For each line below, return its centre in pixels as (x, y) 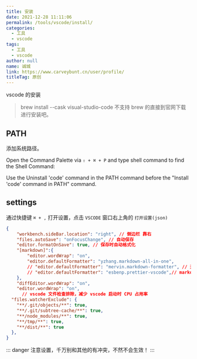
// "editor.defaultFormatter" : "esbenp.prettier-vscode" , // (102, 272)
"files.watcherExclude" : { (44, 300)
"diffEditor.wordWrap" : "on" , (54, 283)
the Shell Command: (30, 166)
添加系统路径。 (24, 148)
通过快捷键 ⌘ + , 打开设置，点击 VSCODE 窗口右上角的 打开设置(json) (87, 217)
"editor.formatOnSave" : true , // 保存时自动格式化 (76, 245)
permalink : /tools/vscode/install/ (50, 22)
